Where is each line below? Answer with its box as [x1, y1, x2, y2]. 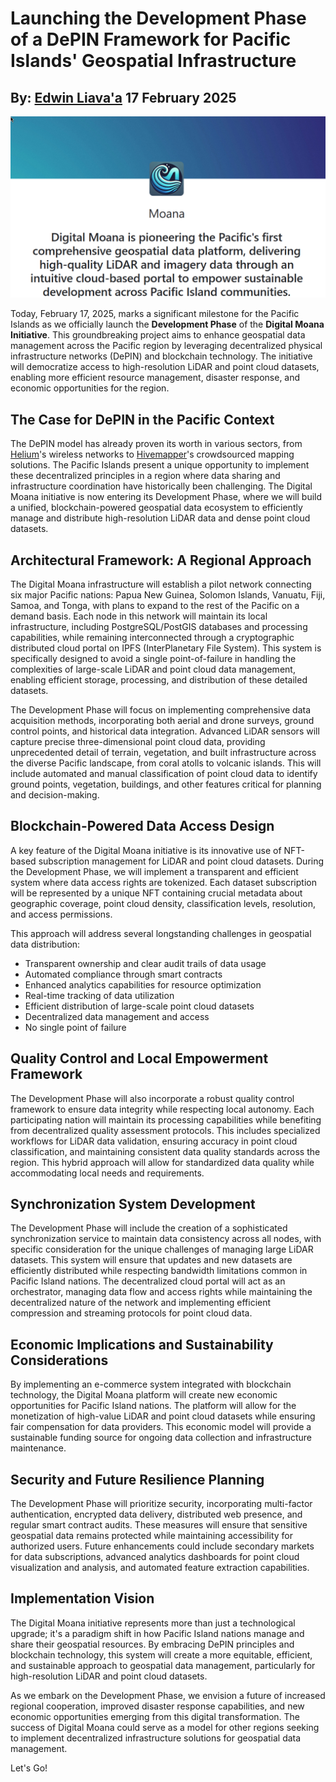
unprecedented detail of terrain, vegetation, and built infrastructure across [10, 747, 317, 759]
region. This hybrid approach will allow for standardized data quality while [10, 1156, 315, 1168]
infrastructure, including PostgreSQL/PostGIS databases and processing [10, 621, 308, 633]
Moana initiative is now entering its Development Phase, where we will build [10, 491, 323, 503]
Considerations [10, 1352, 109, 1369]
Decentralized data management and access [24, 1010, 210, 1022]
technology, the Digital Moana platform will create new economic [10, 1389, 278, 1401]
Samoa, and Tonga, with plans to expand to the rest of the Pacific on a [10, 600, 300, 612]
